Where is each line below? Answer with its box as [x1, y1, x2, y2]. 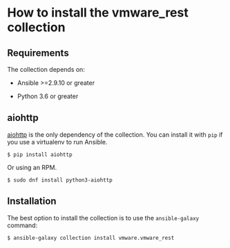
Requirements [7, 47, 69, 59]
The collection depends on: [7, 66, 85, 73]
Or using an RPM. [7, 163, 57, 171]
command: [7, 221, 38, 229]
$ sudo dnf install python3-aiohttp [7, 176, 113, 184]
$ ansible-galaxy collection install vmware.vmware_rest [7, 234, 175, 241]
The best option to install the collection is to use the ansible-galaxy [7, 213, 199, 222]
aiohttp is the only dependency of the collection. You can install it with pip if [7, 130, 223, 139]
